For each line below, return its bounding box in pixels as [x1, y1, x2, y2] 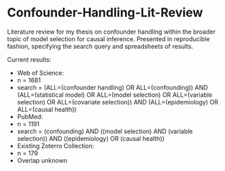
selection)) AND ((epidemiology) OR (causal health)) [16, 134, 165, 142]
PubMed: [16, 112, 43, 121]
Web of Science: [16, 69, 64, 77]
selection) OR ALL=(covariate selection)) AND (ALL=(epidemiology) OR [16, 98, 219, 106]
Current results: [7, 55, 51, 63]
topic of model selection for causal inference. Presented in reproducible [7, 34, 211, 43]
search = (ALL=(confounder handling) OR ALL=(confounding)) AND [16, 83, 208, 91]
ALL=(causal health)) [16, 105, 77, 113]
